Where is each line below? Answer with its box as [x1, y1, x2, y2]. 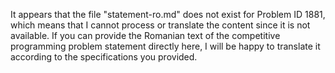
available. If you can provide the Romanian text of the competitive [10, 30, 281, 41]
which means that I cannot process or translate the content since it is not [10, 19, 311, 31]
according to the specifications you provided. [10, 51, 198, 63]
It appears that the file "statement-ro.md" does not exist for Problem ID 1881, [10, 9, 326, 20]
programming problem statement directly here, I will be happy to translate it [10, 40, 321, 52]
